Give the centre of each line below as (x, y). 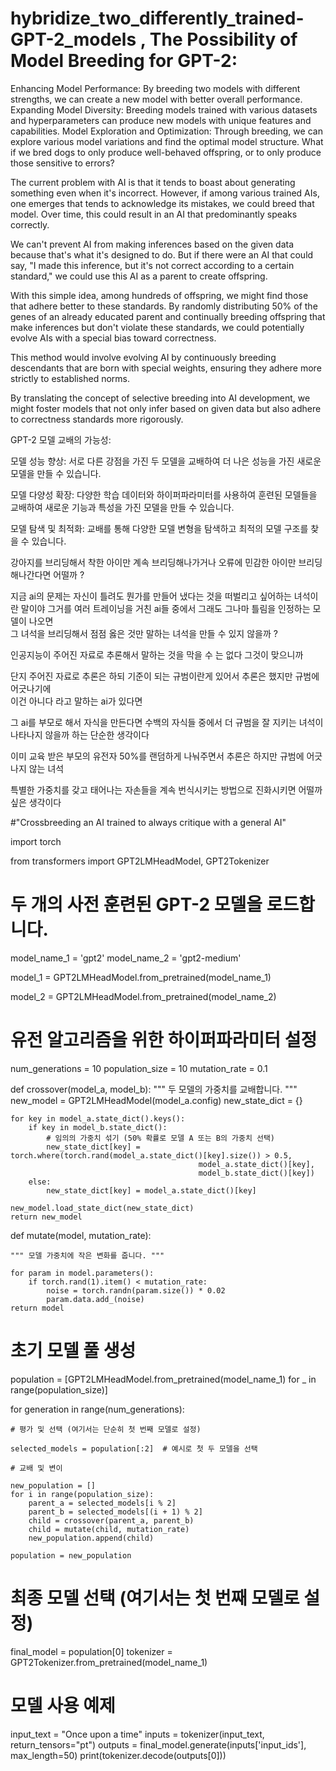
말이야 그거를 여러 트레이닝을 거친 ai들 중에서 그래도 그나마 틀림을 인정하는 (165, 608)
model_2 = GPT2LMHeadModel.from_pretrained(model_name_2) (143, 996)
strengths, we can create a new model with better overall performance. (156, 99)
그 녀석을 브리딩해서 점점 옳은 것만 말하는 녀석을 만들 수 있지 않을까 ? (144, 633)
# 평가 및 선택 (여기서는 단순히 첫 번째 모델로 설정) (106, 1429)
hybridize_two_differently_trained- (157, 18)
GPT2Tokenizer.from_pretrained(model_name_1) (109, 1662)
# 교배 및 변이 (36, 1468)
